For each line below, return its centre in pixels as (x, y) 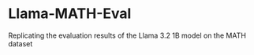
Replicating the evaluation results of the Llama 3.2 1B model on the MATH (127, 35)
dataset (21, 43)
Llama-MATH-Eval (70, 14)
